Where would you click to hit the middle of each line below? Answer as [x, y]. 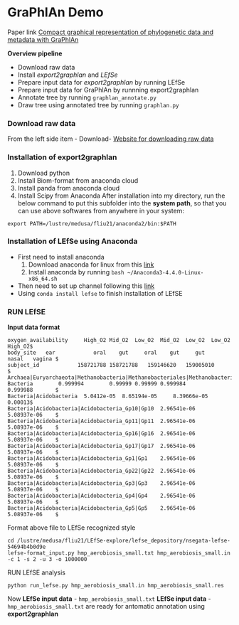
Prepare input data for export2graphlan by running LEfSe [101, 82]
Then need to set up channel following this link [86, 286]
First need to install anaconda [61, 257]
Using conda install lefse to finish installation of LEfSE [100, 293]
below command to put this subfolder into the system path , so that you [122, 203]
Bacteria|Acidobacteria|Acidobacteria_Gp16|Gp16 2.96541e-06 [101, 434]
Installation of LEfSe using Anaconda [73, 241]
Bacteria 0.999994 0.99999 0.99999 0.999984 [97, 384]
